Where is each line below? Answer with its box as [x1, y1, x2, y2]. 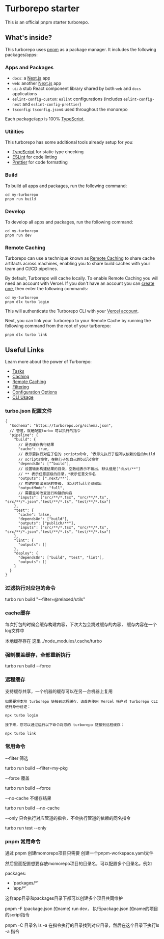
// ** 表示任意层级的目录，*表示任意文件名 [18, 472, 96, 477]
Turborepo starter [5, 3, 80, 14]
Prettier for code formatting [12, 159, 68, 165]
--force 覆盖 [5, 775, 30, 781]
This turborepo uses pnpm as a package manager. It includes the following [5, 46, 157, 52]
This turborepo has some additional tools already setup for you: [5, 139, 134, 145]
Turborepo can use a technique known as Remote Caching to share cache [5, 255, 155, 261]
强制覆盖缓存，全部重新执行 [5, 651, 71, 658]
